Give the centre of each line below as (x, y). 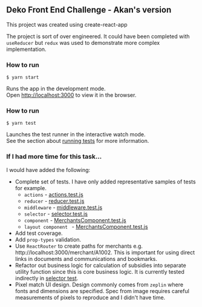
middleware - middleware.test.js (63, 207)
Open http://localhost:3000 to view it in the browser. (71, 95)
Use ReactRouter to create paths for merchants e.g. (79, 246)
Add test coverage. (39, 233)
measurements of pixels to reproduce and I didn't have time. (90, 297)
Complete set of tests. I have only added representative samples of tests (105, 182)
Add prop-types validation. (48, 239)
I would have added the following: (48, 170)
